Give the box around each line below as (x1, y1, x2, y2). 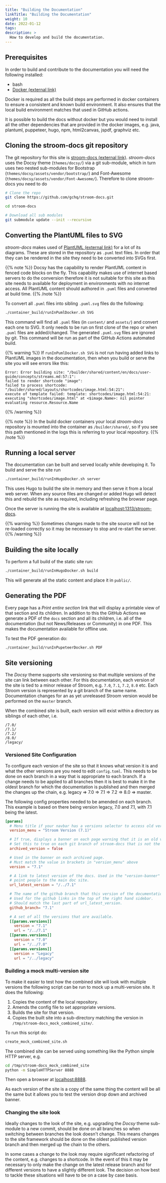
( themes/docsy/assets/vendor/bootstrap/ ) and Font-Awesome (5, 170, 131, 176)
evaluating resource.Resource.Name (5, 400, 79, 405)
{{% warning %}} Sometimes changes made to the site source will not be (5, 521, 154, 527)
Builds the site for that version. (12, 1009, 75, 1015)
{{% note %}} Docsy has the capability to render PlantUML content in (5, 264, 147, 270)
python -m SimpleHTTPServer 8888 (5, 1067, 74, 1072)
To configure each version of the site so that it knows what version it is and (5, 763, 158, 769)
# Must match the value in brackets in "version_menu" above (9, 860, 138, 865)
